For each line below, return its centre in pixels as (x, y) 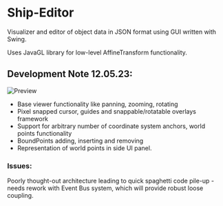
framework (33, 119)
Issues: (20, 165)
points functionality (44, 133)
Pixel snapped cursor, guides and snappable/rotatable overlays (106, 111)
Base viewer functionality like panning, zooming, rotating (97, 104)
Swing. (17, 39)
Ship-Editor (41, 13)
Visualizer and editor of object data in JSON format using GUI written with (112, 32)
